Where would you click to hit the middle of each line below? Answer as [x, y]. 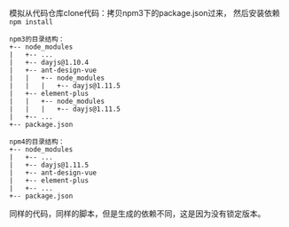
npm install [31, 22]
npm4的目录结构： [37, 142]
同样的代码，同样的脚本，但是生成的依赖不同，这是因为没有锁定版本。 [137, 214]
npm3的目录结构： [37, 39]
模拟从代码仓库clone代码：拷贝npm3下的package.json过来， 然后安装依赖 [145, 13]
